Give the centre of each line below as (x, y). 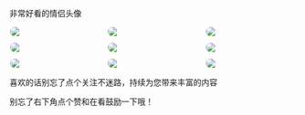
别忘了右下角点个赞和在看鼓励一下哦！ (81, 101)
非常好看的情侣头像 (46, 13)
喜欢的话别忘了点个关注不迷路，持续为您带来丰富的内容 (113, 82)
